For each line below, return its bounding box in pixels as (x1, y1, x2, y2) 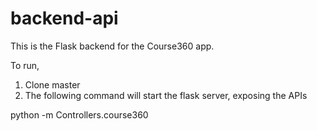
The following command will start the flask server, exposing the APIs (24, 89, 308, 101)
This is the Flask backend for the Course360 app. (10, 40, 215, 52)
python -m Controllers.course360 (10, 108, 149, 121)
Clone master (24, 78, 81, 91)
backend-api (10, 7, 119, 30)
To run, (10, 59, 40, 71)
